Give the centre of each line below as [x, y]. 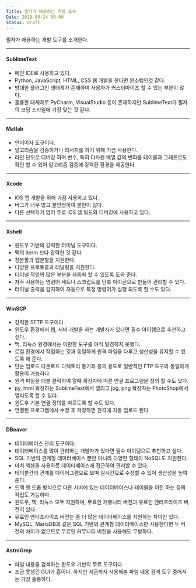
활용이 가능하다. [32, 373]
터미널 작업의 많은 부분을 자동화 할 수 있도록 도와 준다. [76, 275]
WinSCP [16, 308]
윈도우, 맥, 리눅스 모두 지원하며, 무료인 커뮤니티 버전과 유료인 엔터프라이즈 [98, 502]
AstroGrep [19, 550]
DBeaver [17, 429]
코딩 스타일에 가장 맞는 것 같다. [56, 110]
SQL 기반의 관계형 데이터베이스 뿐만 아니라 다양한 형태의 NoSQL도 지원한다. [101, 458]
